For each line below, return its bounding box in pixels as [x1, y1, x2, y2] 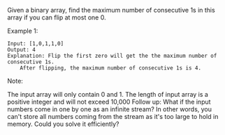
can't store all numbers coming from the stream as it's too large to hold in [7, 113, 219, 120]
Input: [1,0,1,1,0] [7, 40, 64, 47]
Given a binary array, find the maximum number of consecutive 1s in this [7, 6, 215, 14]
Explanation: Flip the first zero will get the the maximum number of [7, 52, 217, 59]
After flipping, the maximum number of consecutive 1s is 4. [20, 65, 201, 72]
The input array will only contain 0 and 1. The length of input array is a [7, 90, 208, 98]
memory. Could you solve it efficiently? [7, 120, 119, 128]
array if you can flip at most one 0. [7, 13, 106, 22]
